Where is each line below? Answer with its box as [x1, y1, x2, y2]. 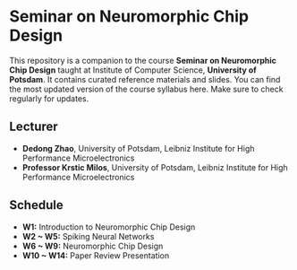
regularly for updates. [9, 92, 89, 104]
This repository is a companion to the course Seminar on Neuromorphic [9, 55, 277, 65]
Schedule [9, 197, 64, 213]
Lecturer [9, 119, 58, 135]
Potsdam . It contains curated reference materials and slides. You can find [9, 74, 281, 84]
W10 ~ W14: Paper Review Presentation [21, 249, 170, 261]
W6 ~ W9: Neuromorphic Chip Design [21, 240, 164, 251]
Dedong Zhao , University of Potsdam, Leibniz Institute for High [21, 143, 255, 153]
